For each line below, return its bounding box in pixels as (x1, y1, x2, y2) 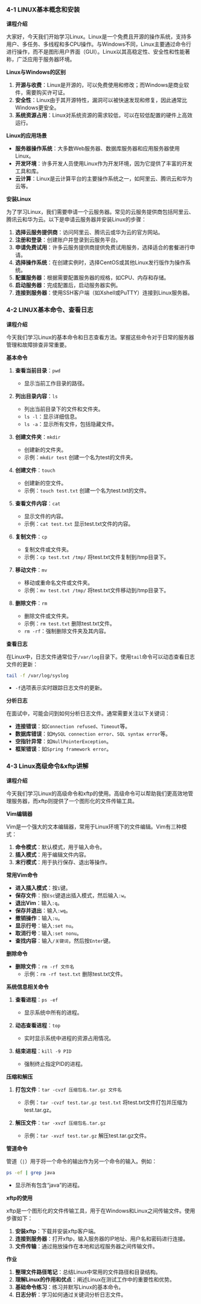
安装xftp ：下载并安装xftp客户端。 (14, 1227, 99, 1235)
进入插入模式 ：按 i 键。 (14, 884, 71, 891)
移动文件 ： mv (14, 566, 48, 573)
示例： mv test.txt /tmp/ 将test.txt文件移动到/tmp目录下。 (24, 586, 170, 593)
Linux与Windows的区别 (6, 68, 66, 76)
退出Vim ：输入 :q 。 (14, 899, 63, 906)
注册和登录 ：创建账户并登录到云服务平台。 (14, 236, 121, 244)
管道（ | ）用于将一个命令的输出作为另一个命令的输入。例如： (6, 1157, 158, 1164)
